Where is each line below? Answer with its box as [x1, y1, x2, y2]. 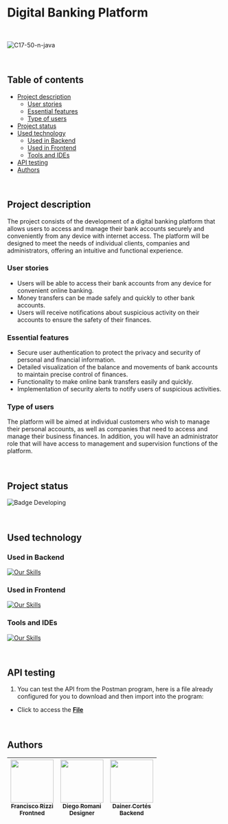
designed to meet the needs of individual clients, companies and [7, 239, 190, 247]
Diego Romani [62, 803, 102, 810]
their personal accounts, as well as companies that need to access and [7, 425, 208, 433]
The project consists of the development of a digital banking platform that [7, 217, 216, 225]
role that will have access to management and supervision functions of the [7, 440, 218, 448]
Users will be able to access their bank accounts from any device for [16, 279, 212, 287]
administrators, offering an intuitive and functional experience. [7, 246, 183, 254]
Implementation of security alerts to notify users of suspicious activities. [16, 385, 222, 393]
